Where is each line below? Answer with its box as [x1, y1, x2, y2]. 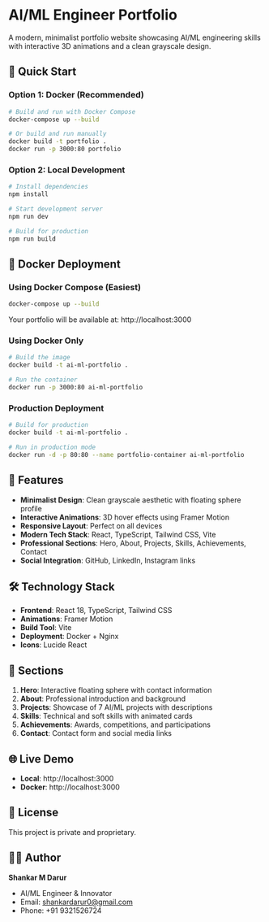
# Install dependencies [8, 183, 89, 191]
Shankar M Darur [8, 872, 67, 882]
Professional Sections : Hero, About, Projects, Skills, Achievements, [19, 538, 247, 548]
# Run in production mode [8, 443, 96, 451]
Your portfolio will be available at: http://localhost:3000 [8, 315, 192, 324]
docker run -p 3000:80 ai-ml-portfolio [8, 384, 143, 392]
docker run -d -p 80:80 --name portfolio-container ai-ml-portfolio [8, 450, 245, 459]
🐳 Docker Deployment [8, 257, 122, 271]
